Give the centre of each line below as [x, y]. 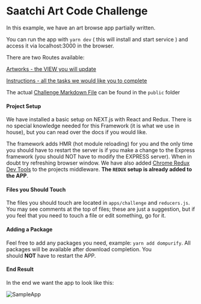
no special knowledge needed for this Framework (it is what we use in [93, 126]
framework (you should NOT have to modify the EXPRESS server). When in [99, 157]
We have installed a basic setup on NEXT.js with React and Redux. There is [99, 120]
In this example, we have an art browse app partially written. [81, 28]
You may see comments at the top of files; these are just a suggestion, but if [101, 209]
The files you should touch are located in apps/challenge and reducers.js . [98, 203]
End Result [20, 269]
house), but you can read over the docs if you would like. [77, 132]
